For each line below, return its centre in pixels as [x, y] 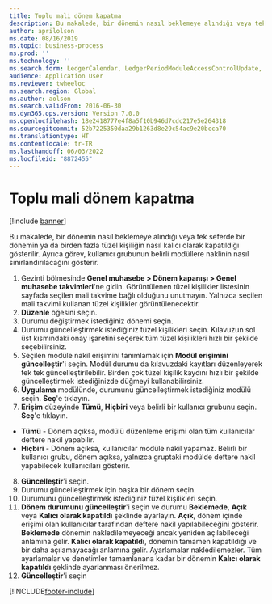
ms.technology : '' [40, 61]
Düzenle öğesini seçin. [59, 313]
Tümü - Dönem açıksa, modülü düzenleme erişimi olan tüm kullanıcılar [138, 431]
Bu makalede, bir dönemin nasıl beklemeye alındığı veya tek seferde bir [127, 237]
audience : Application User [56, 76]
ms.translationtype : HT [49, 136]
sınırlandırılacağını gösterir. [54, 263]
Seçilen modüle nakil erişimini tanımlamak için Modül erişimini [124, 356]
